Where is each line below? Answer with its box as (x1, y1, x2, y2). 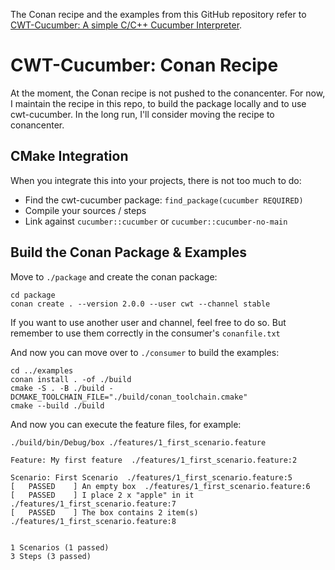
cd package (10, 290, 56, 300)
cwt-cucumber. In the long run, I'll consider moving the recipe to (10, 108, 275, 120)
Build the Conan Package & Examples (10, 244, 248, 261)
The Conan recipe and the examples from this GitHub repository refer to (10, 9, 307, 20)
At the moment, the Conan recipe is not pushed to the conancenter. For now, (10, 87, 326, 99)
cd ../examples (10, 365, 74, 376)
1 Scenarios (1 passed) (10, 542, 110, 553)
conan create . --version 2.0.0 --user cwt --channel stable (10, 299, 271, 309)
